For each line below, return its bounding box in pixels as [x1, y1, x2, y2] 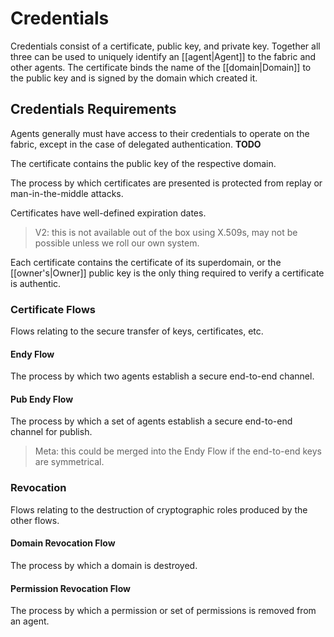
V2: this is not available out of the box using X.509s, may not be [34, 226, 298, 238]
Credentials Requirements [10, 101, 177, 118]
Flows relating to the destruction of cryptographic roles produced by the [10, 503, 308, 516]
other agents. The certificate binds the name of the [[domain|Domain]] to [10, 61, 312, 73]
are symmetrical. [34, 456, 105, 468]
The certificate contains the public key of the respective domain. [10, 157, 277, 169]
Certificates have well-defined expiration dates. [10, 207, 207, 219]
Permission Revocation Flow [10, 582, 131, 594]
